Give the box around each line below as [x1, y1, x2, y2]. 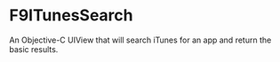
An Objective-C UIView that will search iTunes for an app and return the [9, 35, 272, 45]
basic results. [9, 43, 59, 54]
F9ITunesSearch [9, 5, 133, 26]
